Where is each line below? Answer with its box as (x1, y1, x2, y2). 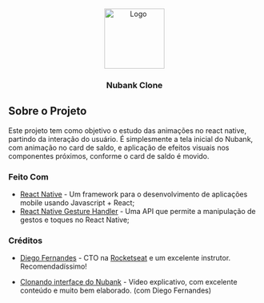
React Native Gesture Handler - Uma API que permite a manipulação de (19, 207, 256, 216)
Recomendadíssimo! (19, 261, 88, 272)
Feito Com (8, 171, 50, 182)
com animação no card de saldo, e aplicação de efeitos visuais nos (8, 143, 230, 152)
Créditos (8, 235, 42, 246)
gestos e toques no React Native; (19, 215, 130, 224)
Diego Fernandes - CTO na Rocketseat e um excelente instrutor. (19, 253, 231, 263)
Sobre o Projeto (8, 104, 87, 118)
